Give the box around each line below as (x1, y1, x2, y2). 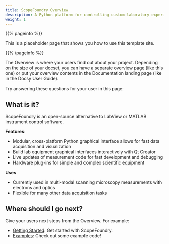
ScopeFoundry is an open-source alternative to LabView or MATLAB (5, 114, 147, 120)
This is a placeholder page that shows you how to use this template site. (5, 40, 155, 46)
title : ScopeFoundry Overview (5, 7, 69, 13)
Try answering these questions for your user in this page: (5, 86, 124, 92)
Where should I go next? (5, 204, 83, 213)
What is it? (5, 100, 39, 109)
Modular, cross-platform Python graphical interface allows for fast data (12, 138, 160, 144)
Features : (5, 129, 26, 135)
